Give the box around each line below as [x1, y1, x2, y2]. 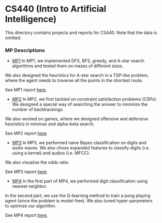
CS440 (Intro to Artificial [5, 3, 106, 15]
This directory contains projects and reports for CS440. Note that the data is [5, 30, 157, 35]
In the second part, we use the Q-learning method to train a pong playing [5, 193, 151, 199]
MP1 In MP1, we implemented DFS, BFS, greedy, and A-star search [12, 58, 145, 64]
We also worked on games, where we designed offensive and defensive [5, 116, 148, 122]
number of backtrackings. [12, 106, 64, 112]
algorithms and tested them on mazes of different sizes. [12, 63, 123, 69]
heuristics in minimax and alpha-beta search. [5, 121, 95, 127]
